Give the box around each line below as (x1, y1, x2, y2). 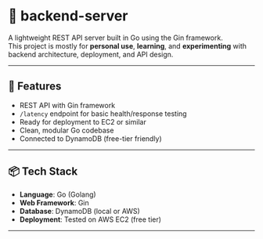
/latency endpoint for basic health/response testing (19, 109, 187, 118)
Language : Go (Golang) (19, 190, 96, 199)
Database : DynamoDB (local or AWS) (19, 206, 141, 215)
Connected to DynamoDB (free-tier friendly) (19, 133, 162, 143)
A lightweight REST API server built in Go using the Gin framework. (8, 33, 223, 42)
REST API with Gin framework (19, 100, 116, 110)
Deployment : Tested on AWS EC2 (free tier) (19, 215, 162, 224)
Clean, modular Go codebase (19, 125, 114, 135)
